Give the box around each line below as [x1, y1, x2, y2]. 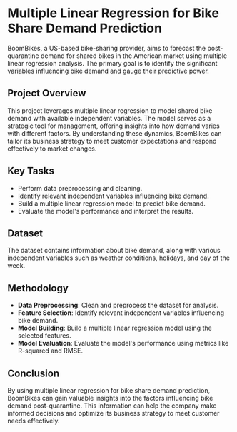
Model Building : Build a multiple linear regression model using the [17, 323, 212, 333]
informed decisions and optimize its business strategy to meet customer [7, 409, 220, 417]
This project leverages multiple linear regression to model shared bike [7, 106, 213, 115]
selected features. [17, 331, 71, 340]
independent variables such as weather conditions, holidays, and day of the [7, 253, 231, 262]
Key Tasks [7, 165, 55, 177]
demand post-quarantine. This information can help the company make [7, 401, 217, 410]
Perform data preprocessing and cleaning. [17, 184, 143, 192]
